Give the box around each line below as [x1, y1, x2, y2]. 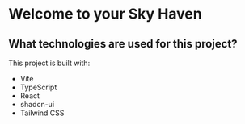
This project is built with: [8, 58, 91, 68]
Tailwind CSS [19, 108, 65, 118]
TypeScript [19, 82, 57, 92]
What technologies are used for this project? [8, 37, 238, 51]
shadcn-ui [19, 100, 55, 109]
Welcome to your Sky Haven [8, 5, 202, 23]
